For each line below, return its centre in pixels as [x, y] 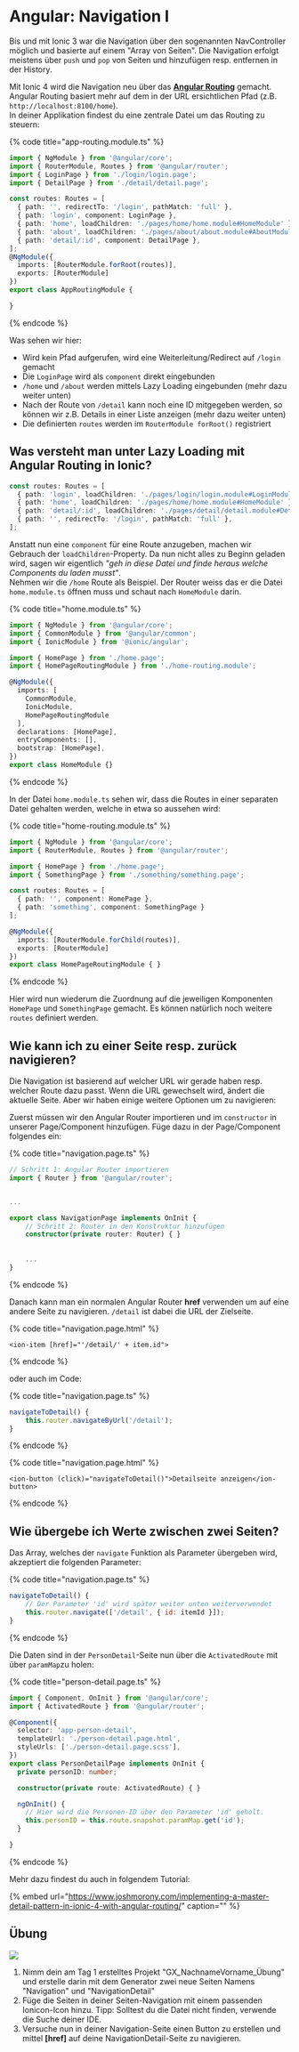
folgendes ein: [36, 1136]
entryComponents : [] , [57, 740]
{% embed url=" [39, 1896]
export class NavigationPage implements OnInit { [103, 1218]
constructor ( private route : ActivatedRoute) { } [109, 1788]
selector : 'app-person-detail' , [77, 1731]
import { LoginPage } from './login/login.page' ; [103, 174]
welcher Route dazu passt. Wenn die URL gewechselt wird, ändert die [137, 1091]
